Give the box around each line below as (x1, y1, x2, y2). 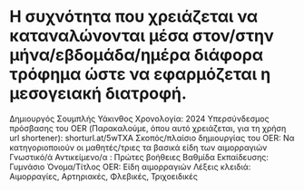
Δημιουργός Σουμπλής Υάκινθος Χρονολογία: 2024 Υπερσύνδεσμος (9, 113, 270, 124)
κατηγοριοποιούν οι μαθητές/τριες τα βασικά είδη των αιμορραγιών (9, 142, 268, 153)
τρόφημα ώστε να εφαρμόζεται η (9, 64, 271, 85)
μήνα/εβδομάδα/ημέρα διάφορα (9, 45, 264, 65)
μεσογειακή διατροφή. (9, 83, 188, 104)
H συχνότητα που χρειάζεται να (9, 6, 259, 27)
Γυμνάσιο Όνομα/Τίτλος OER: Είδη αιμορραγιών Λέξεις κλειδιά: (9, 161, 251, 172)
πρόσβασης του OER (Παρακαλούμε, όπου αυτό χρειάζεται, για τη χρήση (9, 122, 287, 133)
